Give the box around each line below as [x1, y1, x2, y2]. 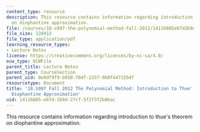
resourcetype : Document [6, 81, 65, 86]
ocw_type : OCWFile [6, 58, 52, 64]
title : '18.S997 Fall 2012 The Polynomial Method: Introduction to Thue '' [6, 86, 196, 92]
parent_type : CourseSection [6, 69, 76, 75]
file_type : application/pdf [6, 36, 76, 42]
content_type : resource [6, 8, 65, 15]
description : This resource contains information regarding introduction [6, 14, 193, 20]
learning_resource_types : [6, 42, 70, 48]
